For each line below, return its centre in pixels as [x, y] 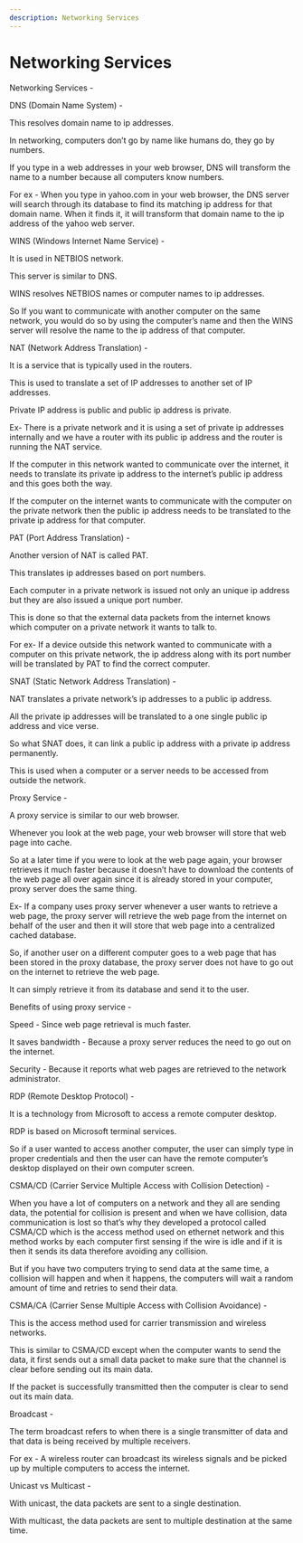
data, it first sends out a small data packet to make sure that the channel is [148, 1359]
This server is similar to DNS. [63, 276]
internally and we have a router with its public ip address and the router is [146, 437]
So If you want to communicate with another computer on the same [135, 311]
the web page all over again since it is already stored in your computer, [141, 879]
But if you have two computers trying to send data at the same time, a [139, 1268]
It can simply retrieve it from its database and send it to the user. [129, 989]
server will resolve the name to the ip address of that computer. [128, 330]
